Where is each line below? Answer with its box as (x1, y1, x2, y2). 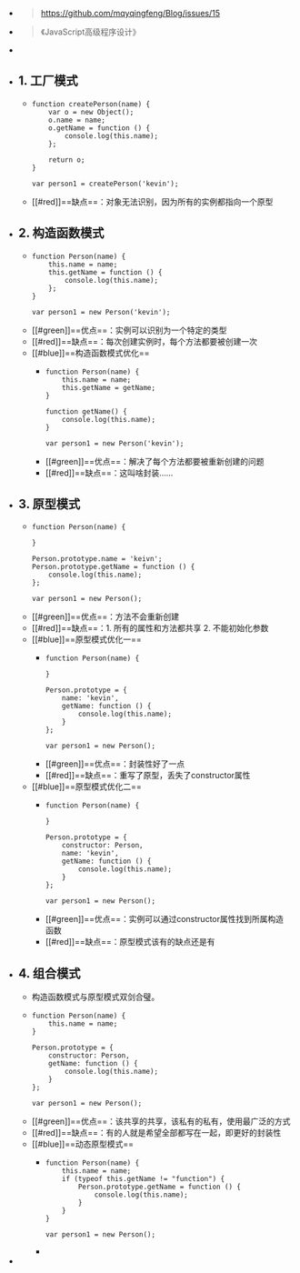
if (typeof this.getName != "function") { (62, 1175, 225, 1184)
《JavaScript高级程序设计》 (40, 26, 141, 37)
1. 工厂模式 (17, 73, 79, 89)
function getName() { (45, 406, 127, 416)
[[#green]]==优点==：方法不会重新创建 (31, 611, 180, 622)
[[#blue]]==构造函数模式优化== (31, 347, 150, 358)
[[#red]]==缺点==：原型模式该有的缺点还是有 (45, 937, 215, 947)
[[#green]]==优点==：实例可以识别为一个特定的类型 (31, 325, 227, 336)
